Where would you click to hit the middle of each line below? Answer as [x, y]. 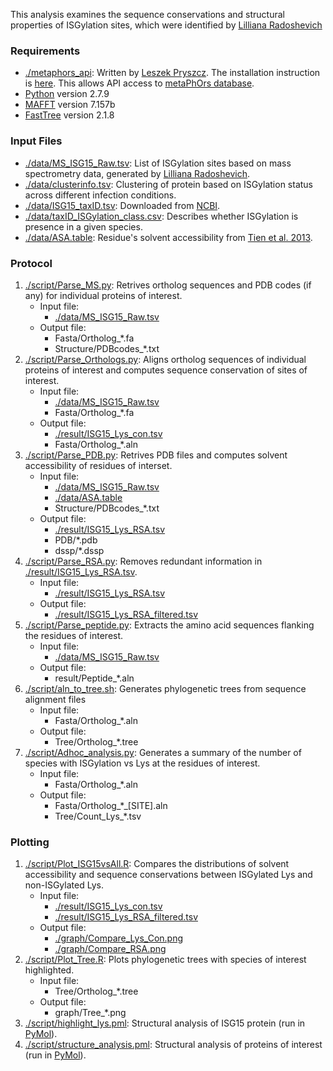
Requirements [45, 51]
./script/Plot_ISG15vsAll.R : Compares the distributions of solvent [157, 864]
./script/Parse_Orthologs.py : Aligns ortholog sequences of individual [165, 359]
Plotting [30, 842]
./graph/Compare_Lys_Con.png [119, 938]
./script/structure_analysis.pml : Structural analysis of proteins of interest [173, 1045]
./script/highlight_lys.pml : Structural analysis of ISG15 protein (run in [165, 1023]
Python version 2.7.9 [67, 94]
